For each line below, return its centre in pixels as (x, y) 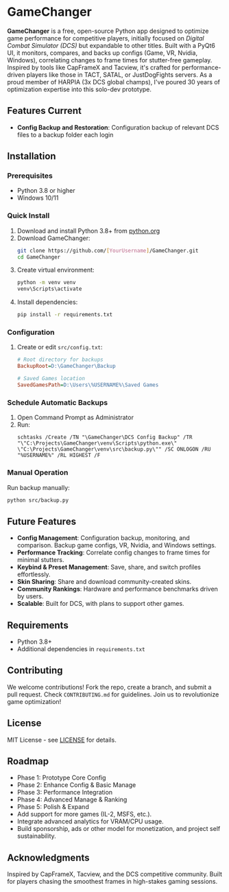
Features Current (45, 111)
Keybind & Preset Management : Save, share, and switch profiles (109, 567)
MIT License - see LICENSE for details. (62, 740)
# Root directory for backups (60, 360)
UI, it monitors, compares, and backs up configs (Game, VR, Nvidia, (102, 53)
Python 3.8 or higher (46, 191)
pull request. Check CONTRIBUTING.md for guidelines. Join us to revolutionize (113, 694)
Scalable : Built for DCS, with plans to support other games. (100, 604)
